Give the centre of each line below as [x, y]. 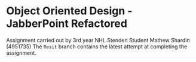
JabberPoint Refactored [67, 24]
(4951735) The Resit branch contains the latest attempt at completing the [97, 46]
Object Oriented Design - [69, 11]
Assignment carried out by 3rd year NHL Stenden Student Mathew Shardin [98, 40]
